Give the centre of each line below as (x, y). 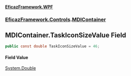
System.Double (21, 68)
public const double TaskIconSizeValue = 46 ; (52, 46)
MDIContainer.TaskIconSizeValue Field (66, 35)
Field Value (17, 57)
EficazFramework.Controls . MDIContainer (56, 19)
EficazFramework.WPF (29, 7)
